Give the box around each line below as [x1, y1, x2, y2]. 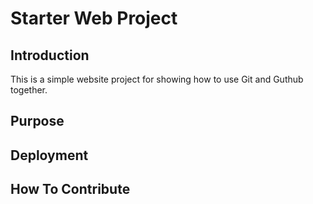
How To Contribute [10, 181, 131, 198]
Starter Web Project [10, 7, 178, 30]
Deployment [10, 147, 89, 164]
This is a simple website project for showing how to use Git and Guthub [10, 73, 304, 85]
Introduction [10, 47, 90, 64]
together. [10, 84, 48, 96]
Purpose [10, 113, 65, 130]
